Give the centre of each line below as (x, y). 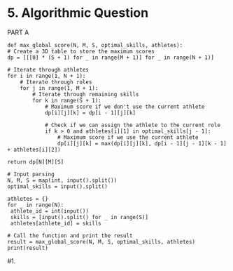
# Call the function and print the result (70, 236)
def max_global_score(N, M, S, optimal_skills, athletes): (95, 45)
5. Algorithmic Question (78, 13)
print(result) (28, 248)
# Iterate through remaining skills (86, 94)
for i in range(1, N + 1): (47, 76)
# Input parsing (31, 174)
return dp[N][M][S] (36, 162)
